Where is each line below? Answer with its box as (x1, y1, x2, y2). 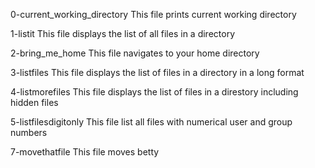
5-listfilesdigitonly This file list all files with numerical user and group (10, 116, 293, 128)
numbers (10, 127, 48, 138)
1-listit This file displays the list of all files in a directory (10, 28, 236, 39)
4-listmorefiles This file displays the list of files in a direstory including (10, 86, 299, 98)
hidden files (10, 97, 59, 108)
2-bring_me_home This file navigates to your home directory (10, 47, 260, 59)
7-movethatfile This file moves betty (10, 146, 160, 158)
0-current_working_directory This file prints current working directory (10, 9, 297, 20)
